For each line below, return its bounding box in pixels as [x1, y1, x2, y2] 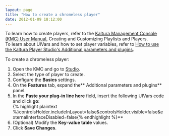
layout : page [5, 7, 33, 13]
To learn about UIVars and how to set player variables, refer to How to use [5, 41, 159, 47]
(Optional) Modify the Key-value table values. [12, 119, 108, 126]
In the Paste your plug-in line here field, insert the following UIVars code [12, 93, 164, 99]
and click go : [12, 98, 40, 104]
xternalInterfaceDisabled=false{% [12, 114, 83, 120]
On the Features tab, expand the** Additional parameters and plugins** [12, 82, 162, 88]
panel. [12, 88, 26, 94]
